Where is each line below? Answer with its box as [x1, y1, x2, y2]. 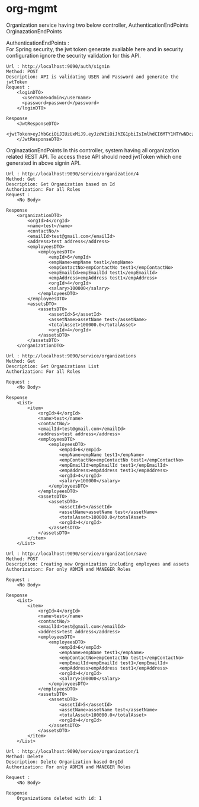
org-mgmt [6, 2, 57, 15]
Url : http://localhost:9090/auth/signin [6, 63, 110, 70]
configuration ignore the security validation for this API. [6, 52, 141, 59]
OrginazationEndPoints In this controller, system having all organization [6, 146, 179, 153]
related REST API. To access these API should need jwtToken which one [6, 153, 182, 160]
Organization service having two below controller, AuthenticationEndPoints [6, 21, 189, 29]
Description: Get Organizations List [6, 363, 99, 369]
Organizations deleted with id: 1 [17, 795, 102, 801]
